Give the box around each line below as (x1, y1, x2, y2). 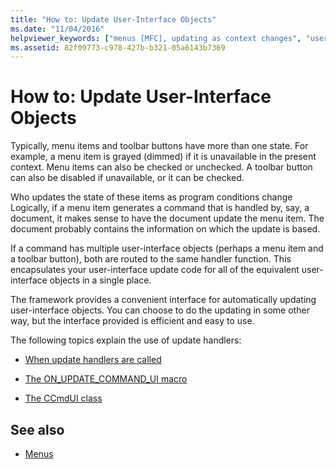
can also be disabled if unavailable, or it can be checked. (10, 172, 245, 184)
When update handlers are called (24, 354, 162, 366)
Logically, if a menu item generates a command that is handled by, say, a (10, 202, 310, 214)
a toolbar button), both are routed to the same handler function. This (10, 253, 292, 265)
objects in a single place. (49, 274, 152, 286)
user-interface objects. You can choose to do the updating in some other (10, 304, 310, 316)
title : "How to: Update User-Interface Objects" (10, 14, 217, 25)
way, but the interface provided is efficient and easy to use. (10, 315, 255, 327)
